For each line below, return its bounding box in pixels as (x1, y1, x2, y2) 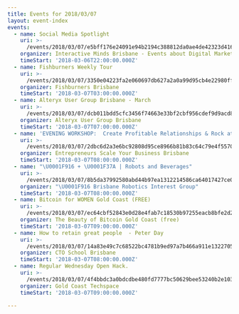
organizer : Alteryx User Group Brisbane (20, 116, 142, 123)
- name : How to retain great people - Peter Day (14, 229, 164, 236)
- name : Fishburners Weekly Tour (14, 64, 113, 71)
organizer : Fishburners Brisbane (20, 83, 119, 91)
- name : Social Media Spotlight (14, 30, 110, 38)
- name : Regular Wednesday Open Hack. (14, 263, 129, 270)
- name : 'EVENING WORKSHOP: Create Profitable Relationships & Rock (14, 130, 224, 137)
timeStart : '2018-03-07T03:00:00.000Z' (20, 90, 139, 97)
